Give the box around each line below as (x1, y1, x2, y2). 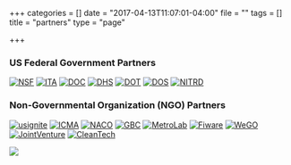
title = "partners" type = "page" (9, 17, 125, 28)
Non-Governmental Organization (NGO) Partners (9, 99, 227, 111)
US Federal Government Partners (9, 56, 157, 69)
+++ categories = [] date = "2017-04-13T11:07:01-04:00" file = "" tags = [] (9, 8, 283, 18)
